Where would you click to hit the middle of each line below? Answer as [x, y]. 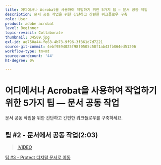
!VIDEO [25, 147]
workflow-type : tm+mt [27, 51]
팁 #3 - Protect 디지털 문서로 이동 [38, 157]
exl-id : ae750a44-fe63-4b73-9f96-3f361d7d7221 [54, 42]
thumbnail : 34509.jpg [27, 38]
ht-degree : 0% [20, 60]
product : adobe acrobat [30, 24]
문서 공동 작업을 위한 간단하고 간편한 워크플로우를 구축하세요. [64, 118]
